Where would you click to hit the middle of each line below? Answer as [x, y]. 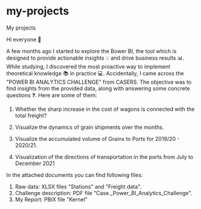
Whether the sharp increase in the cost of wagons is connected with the [105, 109]
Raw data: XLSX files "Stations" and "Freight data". [78, 186]
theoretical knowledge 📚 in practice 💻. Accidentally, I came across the [95, 73]
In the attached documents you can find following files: [75, 175]
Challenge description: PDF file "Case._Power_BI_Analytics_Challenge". [104, 193]
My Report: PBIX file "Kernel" [51, 199]
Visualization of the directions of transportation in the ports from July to [104, 157]
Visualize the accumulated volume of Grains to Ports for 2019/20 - [97, 139]
